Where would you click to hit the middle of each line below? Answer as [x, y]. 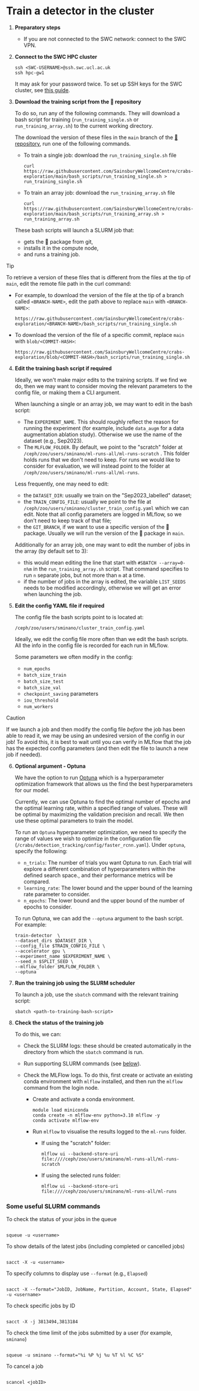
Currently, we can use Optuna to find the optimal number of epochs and [102, 802]
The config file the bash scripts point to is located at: [79, 617]
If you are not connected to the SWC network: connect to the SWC [105, 39]
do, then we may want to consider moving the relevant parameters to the [103, 386]
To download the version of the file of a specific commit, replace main [99, 335]
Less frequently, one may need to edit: [62, 484]
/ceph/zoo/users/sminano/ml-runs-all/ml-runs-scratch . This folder [107, 453]
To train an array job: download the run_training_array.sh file [99, 193]
